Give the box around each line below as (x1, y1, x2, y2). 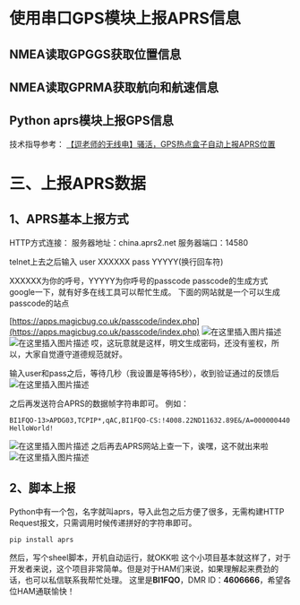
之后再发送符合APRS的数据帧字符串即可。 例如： (9, 398, 190, 409)
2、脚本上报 (9, 480, 76, 496)
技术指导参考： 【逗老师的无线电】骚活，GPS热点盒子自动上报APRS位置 (9, 138, 276, 149)
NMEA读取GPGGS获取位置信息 (9, 47, 182, 62)
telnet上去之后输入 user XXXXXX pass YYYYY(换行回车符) (9, 256, 224, 267)
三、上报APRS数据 (9, 173, 146, 194)
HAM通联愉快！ (16, 585, 75, 596)
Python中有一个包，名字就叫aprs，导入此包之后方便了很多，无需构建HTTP (9, 506, 285, 516)
